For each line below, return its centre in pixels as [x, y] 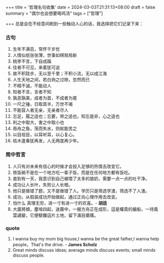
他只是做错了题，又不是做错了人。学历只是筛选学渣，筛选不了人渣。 [81, 191]
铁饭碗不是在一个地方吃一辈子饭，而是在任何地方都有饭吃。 [72, 172]
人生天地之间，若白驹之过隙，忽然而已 [51, 80]
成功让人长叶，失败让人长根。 [42, 184]
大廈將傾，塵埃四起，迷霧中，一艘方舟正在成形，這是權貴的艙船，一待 [83, 209]
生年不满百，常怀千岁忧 [36, 49]
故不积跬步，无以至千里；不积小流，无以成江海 [60, 74]
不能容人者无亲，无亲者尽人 [41, 110]
